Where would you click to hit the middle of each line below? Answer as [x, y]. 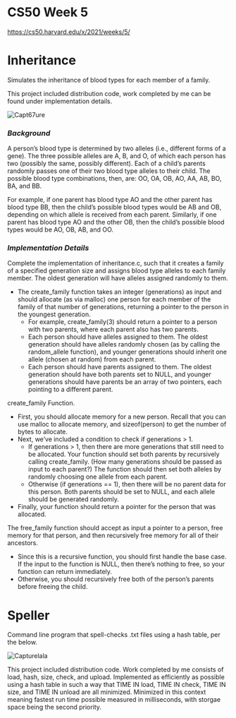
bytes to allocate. [43, 432]
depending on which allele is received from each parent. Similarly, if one [112, 215]
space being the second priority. [55, 707]
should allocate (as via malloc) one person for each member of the [114, 299]
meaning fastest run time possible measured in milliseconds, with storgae [114, 700]
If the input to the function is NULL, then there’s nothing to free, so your [121, 564]
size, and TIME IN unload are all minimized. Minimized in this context [107, 692]
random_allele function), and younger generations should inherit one [128, 352]
